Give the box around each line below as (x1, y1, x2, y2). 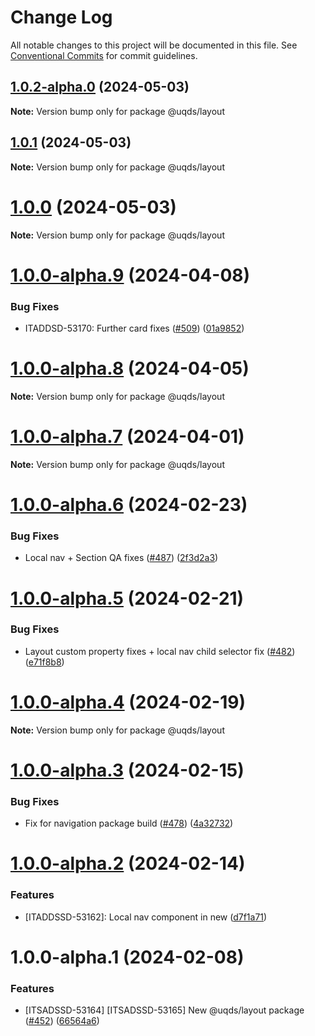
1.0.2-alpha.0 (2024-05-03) (10, 79, 190, 96)
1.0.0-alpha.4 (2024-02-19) (10, 691, 247, 714)
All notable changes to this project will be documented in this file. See (10, 39, 298, 51)
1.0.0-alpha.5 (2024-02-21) (10, 587, 245, 610)
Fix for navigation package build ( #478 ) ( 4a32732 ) (24, 817, 234, 830)
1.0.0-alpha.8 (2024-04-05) (10, 357, 250, 380)
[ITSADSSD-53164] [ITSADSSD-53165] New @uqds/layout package (24, 1004, 305, 1016)
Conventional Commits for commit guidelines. (10, 49, 198, 61)
